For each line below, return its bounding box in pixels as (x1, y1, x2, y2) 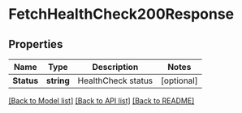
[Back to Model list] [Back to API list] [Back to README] (8, 96, 195, 106)
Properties (8, 37, 63, 51)
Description (92, 62, 139, 72)
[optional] (161, 75, 198, 86)
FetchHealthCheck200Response (8, 5, 235, 24)
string (45, 75, 71, 86)
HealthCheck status (77, 75, 153, 86)
